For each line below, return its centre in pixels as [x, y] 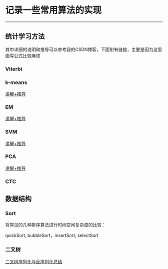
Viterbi [14, 69]
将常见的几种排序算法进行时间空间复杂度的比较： [55, 225]
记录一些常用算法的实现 [53, 10]
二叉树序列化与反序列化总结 [34, 261]
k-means [16, 82]
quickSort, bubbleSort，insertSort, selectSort [52, 235]
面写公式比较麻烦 [23, 55]
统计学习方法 [25, 36]
